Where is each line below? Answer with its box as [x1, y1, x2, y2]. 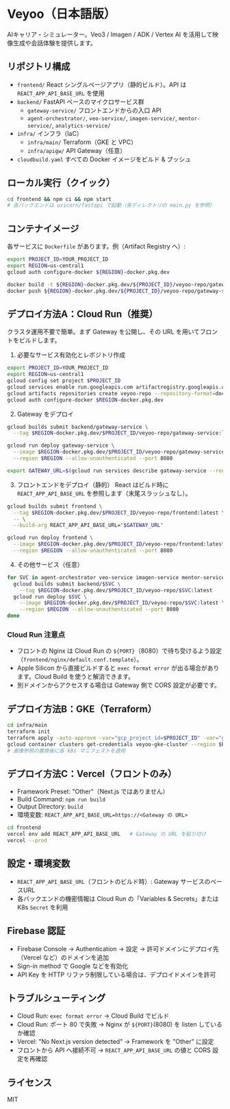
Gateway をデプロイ [16, 410, 74, 418]
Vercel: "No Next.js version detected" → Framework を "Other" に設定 [16, 1038, 214, 1046]
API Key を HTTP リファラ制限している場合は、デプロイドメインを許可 [16, 970, 216, 979]
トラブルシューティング [7, 992, 106, 1004]
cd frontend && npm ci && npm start [7, 196, 112, 202]
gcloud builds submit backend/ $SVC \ [13, 581, 121, 587]
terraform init [7, 728, 51, 735]
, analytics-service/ [51, 121, 111, 129]
